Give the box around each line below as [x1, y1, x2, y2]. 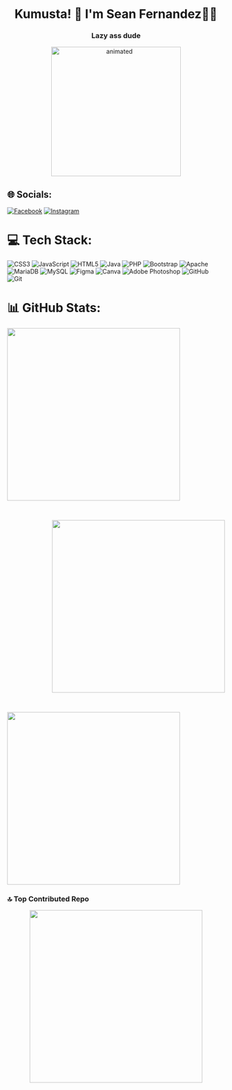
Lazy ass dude [90, 31, 142, 41]
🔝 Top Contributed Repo [7, 894, 90, 904]
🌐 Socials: [7, 188, 52, 200]
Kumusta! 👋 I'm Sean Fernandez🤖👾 [14, 6, 217, 22]
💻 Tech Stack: [7, 233, 93, 248]
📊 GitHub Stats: [7, 300, 101, 316]
